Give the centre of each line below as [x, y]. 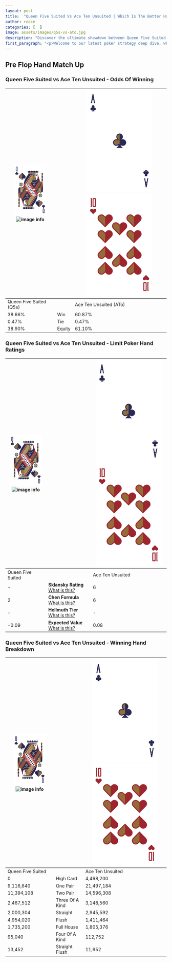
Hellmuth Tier [63, 610]
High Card [67, 879]
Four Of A [66, 934]
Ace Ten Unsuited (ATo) [100, 304]
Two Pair [65, 893]
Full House [67, 927]
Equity [64, 329]
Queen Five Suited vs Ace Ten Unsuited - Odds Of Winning [80, 80]
